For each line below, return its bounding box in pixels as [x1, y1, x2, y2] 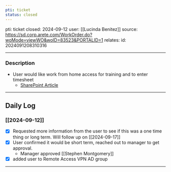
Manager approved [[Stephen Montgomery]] [20, 150, 114, 156]
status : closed [5, 12, 38, 17]
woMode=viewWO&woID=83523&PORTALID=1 [5, 37, 103, 43]
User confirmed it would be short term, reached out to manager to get [12, 139, 159, 145]
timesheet [12, 77, 34, 83]
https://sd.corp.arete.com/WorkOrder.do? [5, 31, 93, 38]
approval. [12, 145, 33, 151]
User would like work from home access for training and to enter [12, 71, 148, 77]
